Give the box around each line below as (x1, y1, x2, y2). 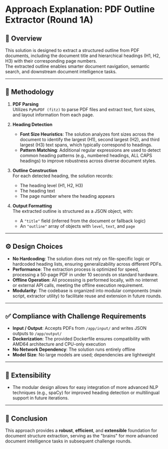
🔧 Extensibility (5, 371, 51, 379)
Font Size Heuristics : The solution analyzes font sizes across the (19, 131, 154, 137)
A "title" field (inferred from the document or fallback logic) (19, 218, 146, 224)
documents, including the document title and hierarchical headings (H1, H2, (5, 53, 160, 59)
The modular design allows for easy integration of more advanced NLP (12, 384, 158, 390)
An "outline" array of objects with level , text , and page (19, 223, 135, 229)
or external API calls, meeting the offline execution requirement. (12, 282, 144, 288)
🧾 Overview (5, 34, 42, 43)
